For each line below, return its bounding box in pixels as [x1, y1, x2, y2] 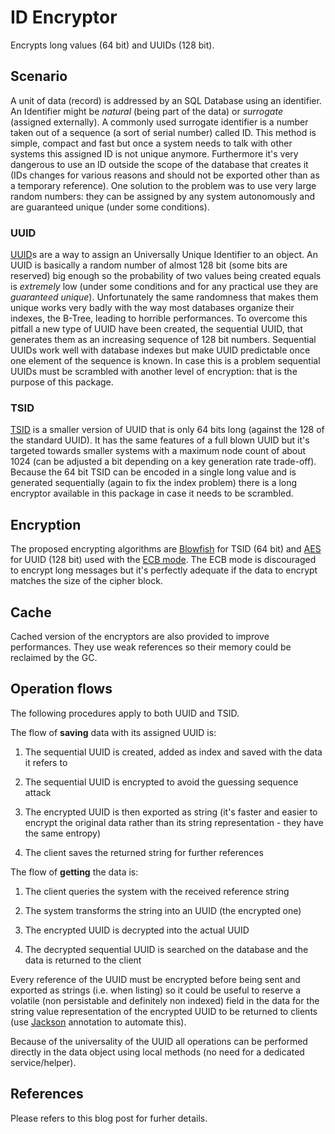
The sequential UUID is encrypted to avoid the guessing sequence [24, 776, 299, 788]
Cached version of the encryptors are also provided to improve [10, 630, 270, 642]
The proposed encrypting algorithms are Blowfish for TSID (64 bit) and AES [10, 543, 322, 555]
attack [24, 786, 52, 798]
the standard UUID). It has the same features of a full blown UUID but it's [10, 434, 310, 446]
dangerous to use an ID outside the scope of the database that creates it [10, 158, 309, 170]
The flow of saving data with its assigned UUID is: [10, 726, 217, 738]
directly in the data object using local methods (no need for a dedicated [10, 1046, 305, 1058]
